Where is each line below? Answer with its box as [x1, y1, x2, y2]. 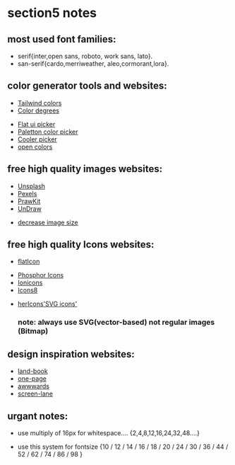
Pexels [17, 189, 37, 197]
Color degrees [17, 106, 60, 115]
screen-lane [17, 389, 53, 398]
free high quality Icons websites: [7, 239, 155, 251]
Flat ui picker [17, 120, 56, 128]
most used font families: [7, 33, 116, 45]
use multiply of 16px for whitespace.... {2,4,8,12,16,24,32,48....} [17, 428, 200, 437]
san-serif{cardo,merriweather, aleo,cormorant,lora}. [17, 59, 169, 68]
